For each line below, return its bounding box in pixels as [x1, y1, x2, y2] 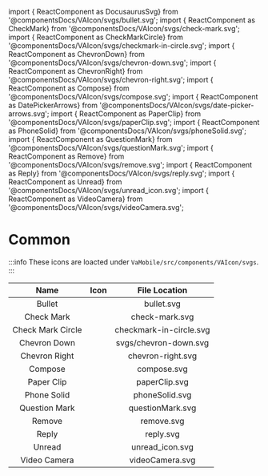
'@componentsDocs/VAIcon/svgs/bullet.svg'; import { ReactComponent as [8, 15, 256, 25]
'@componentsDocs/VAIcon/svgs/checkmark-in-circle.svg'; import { [8, 41, 235, 50]
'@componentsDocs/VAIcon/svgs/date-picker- [99, 100, 254, 110]
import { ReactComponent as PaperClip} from [50, 109, 202, 119]
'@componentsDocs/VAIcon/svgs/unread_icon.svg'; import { [8, 186, 210, 195]
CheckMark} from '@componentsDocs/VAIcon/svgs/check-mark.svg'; [8, 24, 240, 33]
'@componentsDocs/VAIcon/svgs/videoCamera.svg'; [8, 203, 184, 212]
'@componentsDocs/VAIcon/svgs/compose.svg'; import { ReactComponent [8, 92, 258, 101]
